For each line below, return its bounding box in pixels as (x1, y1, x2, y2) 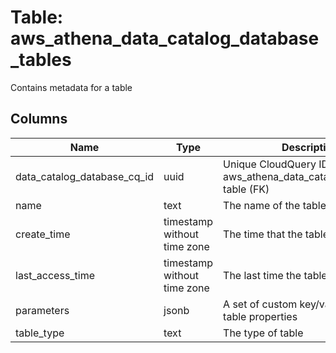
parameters (15, 303, 70, 317)
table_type (15, 326, 65, 340)
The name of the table (223, 198, 327, 212)
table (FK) (223, 182, 270, 196)
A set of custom (223, 297, 298, 311)
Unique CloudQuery (223, 157, 317, 171)
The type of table (223, 326, 304, 340)
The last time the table (223, 268, 328, 282)
